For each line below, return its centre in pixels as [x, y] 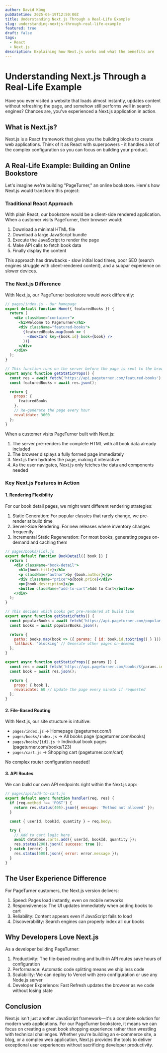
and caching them [49, 542]
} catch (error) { [29, 849]
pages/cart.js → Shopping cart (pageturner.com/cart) [68, 752]
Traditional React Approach [39, 203]
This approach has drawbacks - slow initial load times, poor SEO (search [80, 260]
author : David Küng [25, 10]
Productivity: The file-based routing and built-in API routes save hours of [87, 959]
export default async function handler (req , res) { [60, 798]
